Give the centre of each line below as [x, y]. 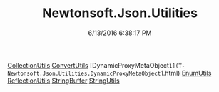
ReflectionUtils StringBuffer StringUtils [63, 81]
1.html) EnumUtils [186, 73]
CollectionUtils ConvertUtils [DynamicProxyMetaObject [88, 65]
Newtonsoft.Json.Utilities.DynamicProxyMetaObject [84, 73]
